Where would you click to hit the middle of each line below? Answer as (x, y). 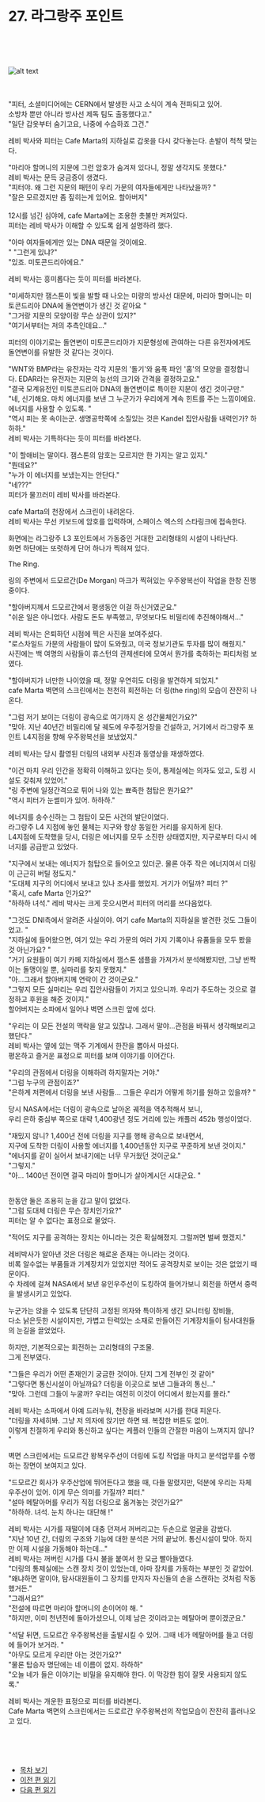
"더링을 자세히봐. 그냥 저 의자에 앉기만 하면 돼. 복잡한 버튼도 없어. (109, 1420)
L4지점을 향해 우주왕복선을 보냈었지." (80, 737)
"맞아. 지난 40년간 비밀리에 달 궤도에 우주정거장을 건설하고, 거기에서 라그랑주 (127, 726)
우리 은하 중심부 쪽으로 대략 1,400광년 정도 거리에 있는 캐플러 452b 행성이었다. (130, 1118)
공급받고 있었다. (53, 846)
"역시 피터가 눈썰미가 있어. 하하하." (62, 800)
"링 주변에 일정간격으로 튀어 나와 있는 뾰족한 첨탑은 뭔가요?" (101, 790)
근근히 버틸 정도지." (46, 873)
